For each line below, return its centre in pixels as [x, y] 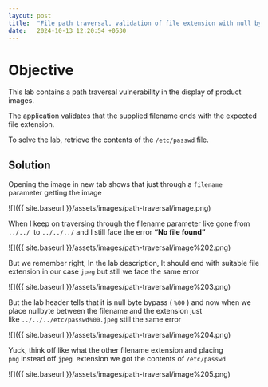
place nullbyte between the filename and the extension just [105, 311]
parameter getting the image [55, 193]
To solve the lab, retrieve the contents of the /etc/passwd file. [108, 140]
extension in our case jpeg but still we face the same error [104, 271]
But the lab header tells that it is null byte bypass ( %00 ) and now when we [130, 302]
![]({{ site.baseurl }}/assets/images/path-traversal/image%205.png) [120, 374]
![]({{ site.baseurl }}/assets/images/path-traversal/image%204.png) [120, 335]
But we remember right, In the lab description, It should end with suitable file [134, 263]
